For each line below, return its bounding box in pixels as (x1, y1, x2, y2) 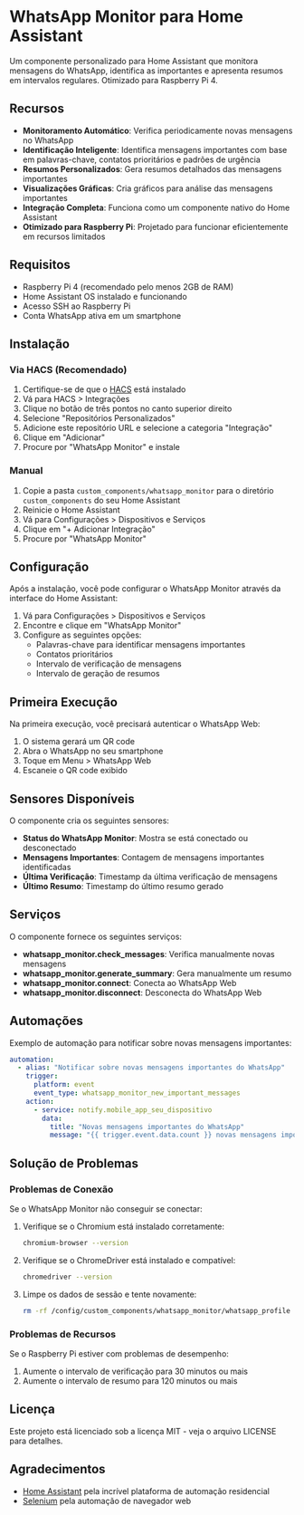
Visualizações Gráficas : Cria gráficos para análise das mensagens (22, 183, 273, 194)
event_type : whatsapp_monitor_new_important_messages (33, 1088, 242, 1098)
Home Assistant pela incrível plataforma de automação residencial (22, 1485, 270, 1496)
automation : (9, 1055, 54, 1064)
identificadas (22, 861, 71, 872)
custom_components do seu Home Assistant (22, 494, 181, 505)
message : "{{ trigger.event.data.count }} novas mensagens (49, 1130, 278, 1140)
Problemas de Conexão (9, 1183, 114, 1195)
